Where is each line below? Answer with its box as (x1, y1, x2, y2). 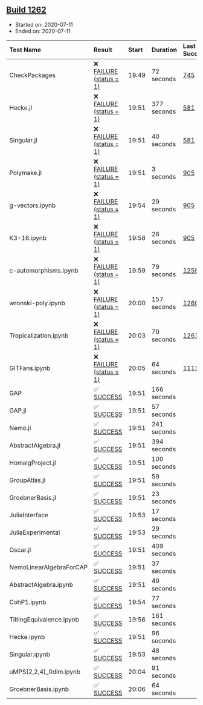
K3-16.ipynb (9, 233, 47, 242)
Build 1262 (6, 5, 47, 15)
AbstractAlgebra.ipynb (9, 580, 74, 589)
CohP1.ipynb (9, 598, 47, 606)
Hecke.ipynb (9, 632, 45, 641)
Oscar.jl (9, 545, 31, 554)
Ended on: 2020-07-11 (14, 27, 71, 35)
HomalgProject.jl (9, 458, 56, 467)
